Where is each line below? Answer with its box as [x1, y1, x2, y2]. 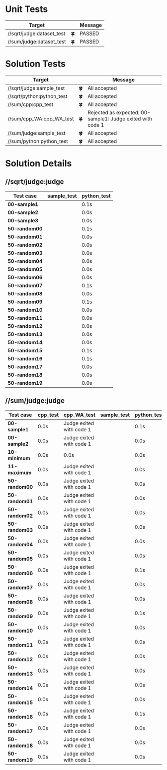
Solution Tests [5, 58, 66, 69]
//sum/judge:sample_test [7, 129, 66, 136]
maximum [7, 469, 32, 476]
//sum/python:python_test [7, 137, 68, 144]
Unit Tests [5, 3, 48, 15]
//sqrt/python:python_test [7, 92, 68, 99]
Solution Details [5, 158, 72, 169]
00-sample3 [7, 217, 39, 224]
